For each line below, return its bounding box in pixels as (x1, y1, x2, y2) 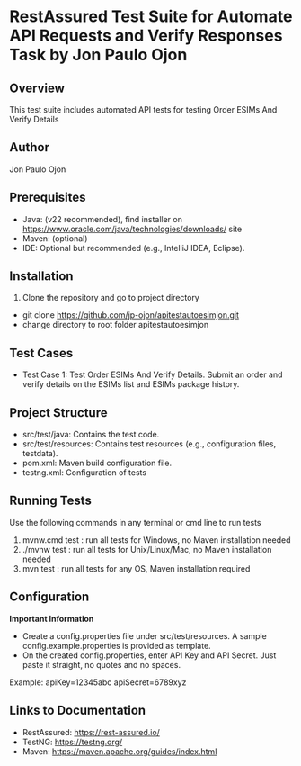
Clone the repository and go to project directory (22, 293, 199, 303)
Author (9, 140, 49, 155)
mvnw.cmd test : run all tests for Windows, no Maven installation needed (22, 534, 291, 545)
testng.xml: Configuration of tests (22, 467, 146, 478)
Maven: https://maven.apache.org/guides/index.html (22, 745, 217, 757)
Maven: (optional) (22, 232, 88, 244)
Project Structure (9, 405, 108, 420)
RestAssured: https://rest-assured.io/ (22, 726, 160, 737)
